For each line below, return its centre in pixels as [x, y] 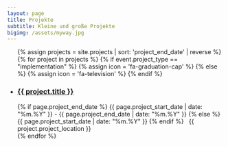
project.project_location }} [54, 128]
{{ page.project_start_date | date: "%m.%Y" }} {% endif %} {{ [105, 121]
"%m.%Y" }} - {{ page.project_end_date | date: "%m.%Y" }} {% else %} [119, 114]
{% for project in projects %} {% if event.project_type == [98, 60]
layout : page [26, 13]
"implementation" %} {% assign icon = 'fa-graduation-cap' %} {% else [117, 66]
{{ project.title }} [45, 92]
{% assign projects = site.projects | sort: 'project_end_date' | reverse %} [119, 52]
